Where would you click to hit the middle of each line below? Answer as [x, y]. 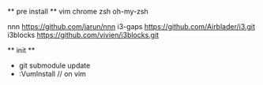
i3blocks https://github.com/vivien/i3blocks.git [83, 35]
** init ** [21, 50]
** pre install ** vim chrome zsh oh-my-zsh [78, 11]
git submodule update [54, 65]
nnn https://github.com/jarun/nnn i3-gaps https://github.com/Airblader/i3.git [131, 26]
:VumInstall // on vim [52, 74]
